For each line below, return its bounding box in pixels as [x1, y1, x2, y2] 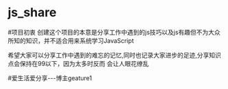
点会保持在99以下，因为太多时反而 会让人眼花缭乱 [8, 59, 149, 67]
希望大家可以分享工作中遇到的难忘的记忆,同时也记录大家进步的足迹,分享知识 [8, 51, 222, 59]
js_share [8, 5, 57, 20]
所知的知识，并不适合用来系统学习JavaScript [8, 36, 134, 45]
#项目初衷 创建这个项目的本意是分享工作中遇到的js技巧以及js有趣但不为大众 [8, 28, 221, 36]
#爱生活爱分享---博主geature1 [8, 73, 92, 82]
